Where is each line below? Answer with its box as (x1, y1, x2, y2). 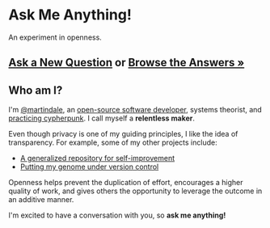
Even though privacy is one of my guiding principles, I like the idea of (8, 129, 238, 139)
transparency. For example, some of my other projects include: (8, 137, 217, 147)
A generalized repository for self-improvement (19, 154, 175, 163)
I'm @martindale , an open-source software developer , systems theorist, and (8, 105, 263, 115)
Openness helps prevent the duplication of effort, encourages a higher (8, 178, 243, 188)
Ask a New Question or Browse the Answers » (8, 56, 245, 70)
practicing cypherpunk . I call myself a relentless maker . (8, 113, 196, 123)
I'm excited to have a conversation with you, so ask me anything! (8, 210, 226, 220)
